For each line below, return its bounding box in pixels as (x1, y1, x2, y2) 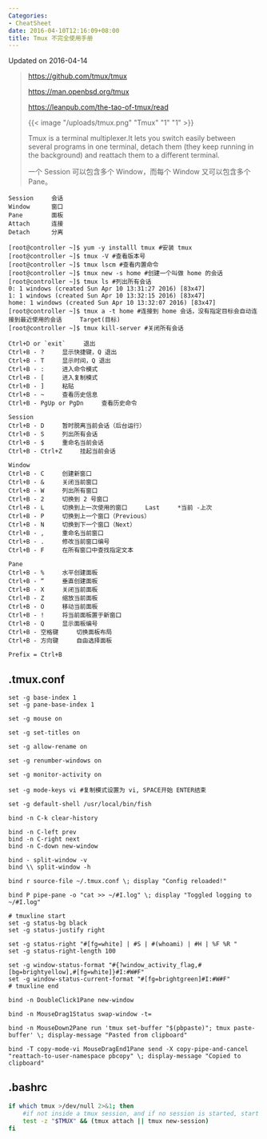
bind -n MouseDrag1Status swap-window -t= (8, 1010, 152, 1018)
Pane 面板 (8, 211, 64, 220)
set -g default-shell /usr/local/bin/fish (8, 801, 152, 809)
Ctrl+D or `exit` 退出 (8, 340, 96, 348)
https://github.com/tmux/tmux (27, 71, 128, 81)
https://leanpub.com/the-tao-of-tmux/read (27, 102, 169, 112)
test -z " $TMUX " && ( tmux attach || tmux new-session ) (22, 1117, 209, 1125)
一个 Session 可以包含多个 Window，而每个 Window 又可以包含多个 (27, 167, 251, 177)
